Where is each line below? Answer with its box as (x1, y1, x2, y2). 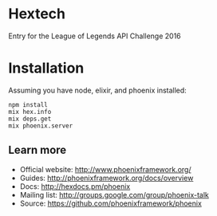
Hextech (8, 5, 66, 23)
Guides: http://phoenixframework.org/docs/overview (19, 173, 194, 183)
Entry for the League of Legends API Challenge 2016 (8, 31, 181, 41)
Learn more (8, 143, 67, 157)
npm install (8, 100, 48, 108)
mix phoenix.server (8, 121, 73, 130)
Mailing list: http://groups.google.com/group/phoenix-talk (19, 190, 210, 199)
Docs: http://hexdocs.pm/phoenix (19, 181, 131, 191)
